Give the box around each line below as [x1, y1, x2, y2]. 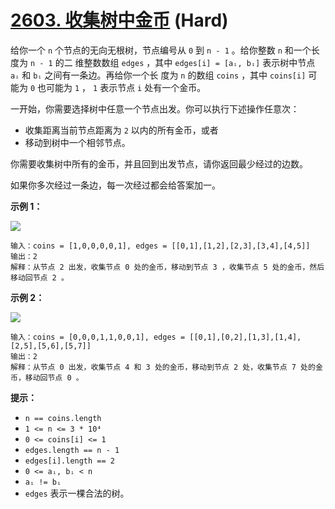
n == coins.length [24, 413, 102, 423]
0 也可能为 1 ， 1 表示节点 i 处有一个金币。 [29, 81, 207, 93]
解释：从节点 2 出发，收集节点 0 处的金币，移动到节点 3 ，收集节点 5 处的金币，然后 [10, 262, 325, 272]
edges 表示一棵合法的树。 [24, 487, 130, 499]
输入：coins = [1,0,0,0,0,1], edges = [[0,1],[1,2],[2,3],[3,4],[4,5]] [10, 241, 311, 251]
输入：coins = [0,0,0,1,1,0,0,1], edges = [10, 332, 186, 342]
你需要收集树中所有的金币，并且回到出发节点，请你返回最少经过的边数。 [10, 157, 308, 170]
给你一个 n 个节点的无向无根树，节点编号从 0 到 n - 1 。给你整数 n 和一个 [10, 44, 312, 56]
